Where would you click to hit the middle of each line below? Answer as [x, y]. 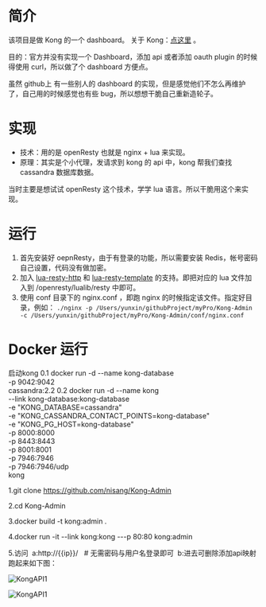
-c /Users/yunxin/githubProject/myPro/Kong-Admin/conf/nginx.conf [132, 315]
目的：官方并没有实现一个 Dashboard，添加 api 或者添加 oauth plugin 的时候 [133, 56]
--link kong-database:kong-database [69, 399]
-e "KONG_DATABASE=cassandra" [65, 407]
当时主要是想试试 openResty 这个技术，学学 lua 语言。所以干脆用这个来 [125, 189]
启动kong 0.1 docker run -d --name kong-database [91, 373]
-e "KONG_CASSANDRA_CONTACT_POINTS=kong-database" [109, 415]
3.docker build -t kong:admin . [58, 521]
